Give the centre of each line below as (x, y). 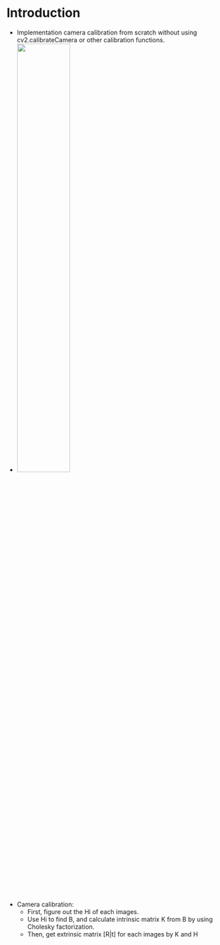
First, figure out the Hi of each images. (83, 911)
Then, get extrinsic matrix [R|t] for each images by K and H (112, 934)
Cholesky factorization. (61, 927)
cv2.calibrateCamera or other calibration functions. (91, 39)
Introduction (44, 13)
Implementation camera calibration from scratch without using (107, 32)
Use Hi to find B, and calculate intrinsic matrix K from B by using (120, 919)
